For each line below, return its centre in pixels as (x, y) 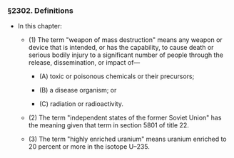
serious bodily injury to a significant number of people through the (126, 55)
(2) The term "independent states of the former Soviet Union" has (125, 118)
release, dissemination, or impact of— (84, 63)
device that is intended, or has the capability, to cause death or (121, 48)
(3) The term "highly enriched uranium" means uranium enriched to (127, 139)
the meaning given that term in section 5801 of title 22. (108, 125)
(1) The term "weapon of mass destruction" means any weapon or (125, 40)
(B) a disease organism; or (78, 90)
